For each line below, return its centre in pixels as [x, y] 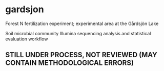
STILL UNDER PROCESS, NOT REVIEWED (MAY [81, 55]
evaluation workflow [27, 39]
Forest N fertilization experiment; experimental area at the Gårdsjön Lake [82, 23]
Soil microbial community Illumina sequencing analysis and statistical [78, 33]
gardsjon [25, 9]
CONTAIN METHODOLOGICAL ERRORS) [70, 63]
